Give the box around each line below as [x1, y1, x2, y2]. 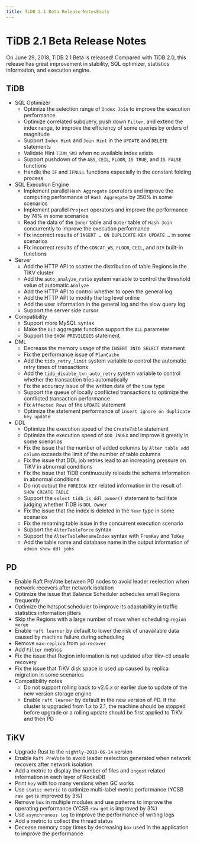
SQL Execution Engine [14, 181, 69, 188]
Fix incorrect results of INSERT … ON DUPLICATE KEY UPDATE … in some [23, 232, 191, 239]
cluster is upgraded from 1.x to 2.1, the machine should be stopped [23, 703, 186, 710]
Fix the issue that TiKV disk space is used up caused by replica [14, 665, 169, 672]
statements [23, 143, 51, 150]
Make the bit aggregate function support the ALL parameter [23, 326, 170, 333]
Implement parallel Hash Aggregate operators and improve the [23, 187, 173, 194]
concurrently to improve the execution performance [23, 225, 150, 232]
